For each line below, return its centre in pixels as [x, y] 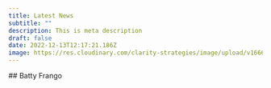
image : [19, 53]
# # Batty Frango [35, 76]
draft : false [30, 38]
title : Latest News [41, 16]
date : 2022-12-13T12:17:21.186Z [63, 46]
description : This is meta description [75, 30]
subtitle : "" [30, 23]
